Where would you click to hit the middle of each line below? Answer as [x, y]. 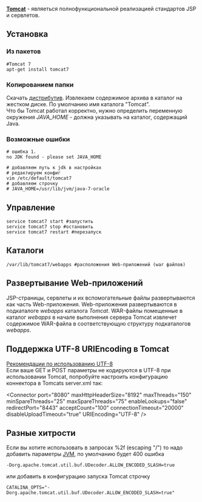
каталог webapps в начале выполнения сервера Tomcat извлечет [92, 317]
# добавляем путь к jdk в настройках [54, 168]
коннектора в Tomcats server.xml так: [55, 383]
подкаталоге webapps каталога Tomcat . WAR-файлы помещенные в [95, 310]
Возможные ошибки [38, 139]
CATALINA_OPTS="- [28, 487]
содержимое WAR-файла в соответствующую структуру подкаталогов [99, 323]
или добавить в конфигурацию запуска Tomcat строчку [78, 477]
